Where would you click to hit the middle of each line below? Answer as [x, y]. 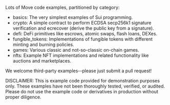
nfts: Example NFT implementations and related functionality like [81, 55]
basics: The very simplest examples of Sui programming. [73, 17]
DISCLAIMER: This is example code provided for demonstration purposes [83, 81]
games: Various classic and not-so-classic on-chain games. [76, 50]
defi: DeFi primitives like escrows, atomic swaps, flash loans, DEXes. [85, 34]
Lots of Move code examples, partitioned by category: [62, 7]
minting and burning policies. [43, 45]
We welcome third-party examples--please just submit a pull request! [79, 71]
